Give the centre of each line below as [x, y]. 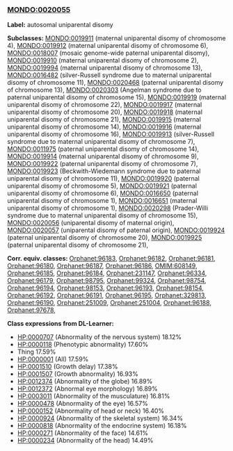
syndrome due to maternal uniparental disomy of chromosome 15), [103, 215]
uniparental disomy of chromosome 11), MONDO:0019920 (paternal [104, 179]
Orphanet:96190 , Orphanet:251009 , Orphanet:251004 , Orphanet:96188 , [110, 303]
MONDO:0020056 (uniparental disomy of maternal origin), [91, 223]
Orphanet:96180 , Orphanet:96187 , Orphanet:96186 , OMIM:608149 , [102, 266]
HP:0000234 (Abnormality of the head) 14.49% [86, 441]
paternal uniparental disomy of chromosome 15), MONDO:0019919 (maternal [117, 97]
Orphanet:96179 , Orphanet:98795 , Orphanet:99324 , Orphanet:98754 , [107, 281]
